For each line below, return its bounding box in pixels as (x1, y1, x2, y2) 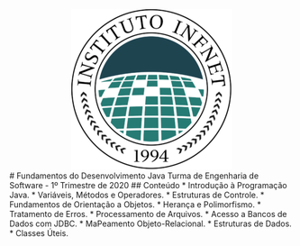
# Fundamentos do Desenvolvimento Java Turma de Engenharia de (9, 170, 259, 181)
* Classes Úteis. (9, 228, 69, 238)
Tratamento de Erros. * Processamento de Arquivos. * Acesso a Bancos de (9, 209, 287, 219)
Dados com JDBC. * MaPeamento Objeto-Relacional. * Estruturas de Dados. (9, 218, 293, 229)
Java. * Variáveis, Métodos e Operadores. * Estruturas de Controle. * (9, 189, 265, 200)
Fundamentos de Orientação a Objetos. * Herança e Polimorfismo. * (9, 199, 261, 210)
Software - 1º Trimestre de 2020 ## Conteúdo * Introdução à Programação (9, 180, 287, 190)
